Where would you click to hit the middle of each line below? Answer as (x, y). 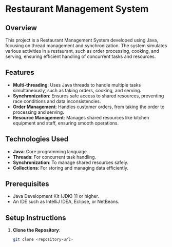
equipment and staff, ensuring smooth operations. (66, 123)
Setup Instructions (36, 218)
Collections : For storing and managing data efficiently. (71, 168)
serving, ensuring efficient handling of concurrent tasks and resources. (81, 56)
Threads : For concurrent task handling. (54, 157)
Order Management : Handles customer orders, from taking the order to (89, 107)
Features (20, 73)
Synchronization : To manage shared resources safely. (71, 162)
